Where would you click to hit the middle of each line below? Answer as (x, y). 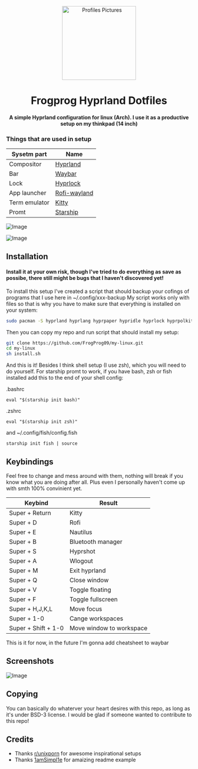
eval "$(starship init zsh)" (42, 422)
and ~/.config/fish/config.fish (42, 433)
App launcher (28, 193)
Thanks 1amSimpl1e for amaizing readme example (75, 760)
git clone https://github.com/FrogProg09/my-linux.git (75, 343)
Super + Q (23, 580)
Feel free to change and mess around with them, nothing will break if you (95, 475)
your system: (22, 310)
